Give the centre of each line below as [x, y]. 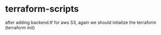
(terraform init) [20, 27]
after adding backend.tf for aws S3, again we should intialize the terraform [81, 22]
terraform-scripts [42, 9]
